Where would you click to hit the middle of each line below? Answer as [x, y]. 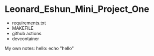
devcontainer [25, 39]
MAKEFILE [23, 28]
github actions [27, 33]
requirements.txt [29, 23]
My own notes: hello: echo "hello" [39, 48]
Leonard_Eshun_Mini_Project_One [77, 9]
